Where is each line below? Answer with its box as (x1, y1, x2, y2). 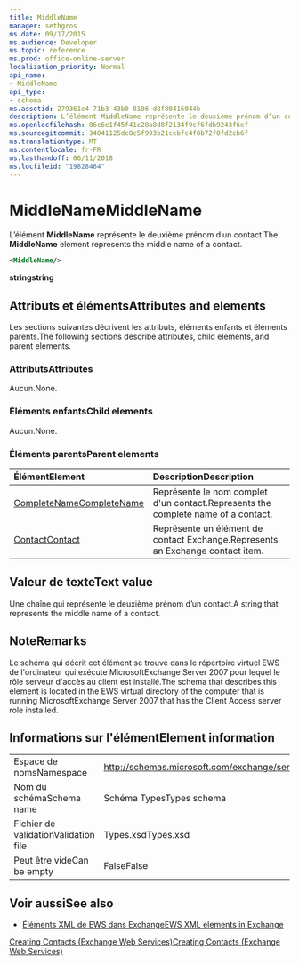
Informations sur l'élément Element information (9, 730, 276, 745)
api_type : (9, 87, 46, 96)
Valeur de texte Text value (9, 575, 154, 590)
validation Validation (13, 829, 95, 841)
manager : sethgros (9, 21, 77, 30)
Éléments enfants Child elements (9, 406, 153, 418)
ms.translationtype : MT (9, 137, 98, 146)
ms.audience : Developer (9, 37, 98, 47)
